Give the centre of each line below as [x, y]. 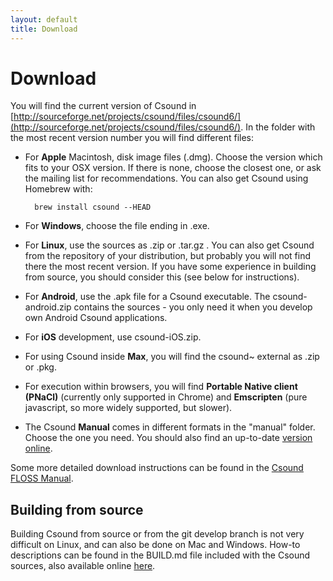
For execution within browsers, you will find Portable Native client [161, 387]
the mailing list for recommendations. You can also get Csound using [166, 178]
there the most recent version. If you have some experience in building [170, 267]
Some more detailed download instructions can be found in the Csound [157, 468]
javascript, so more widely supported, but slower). [128, 408]
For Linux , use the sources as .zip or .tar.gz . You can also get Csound [169, 245]
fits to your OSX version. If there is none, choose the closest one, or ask [173, 168]
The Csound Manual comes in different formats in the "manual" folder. [170, 427]
